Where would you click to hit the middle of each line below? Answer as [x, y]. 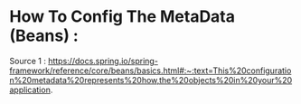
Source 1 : [28, 61]
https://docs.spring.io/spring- [103, 61]
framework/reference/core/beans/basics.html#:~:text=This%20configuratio [150, 71]
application [30, 90]
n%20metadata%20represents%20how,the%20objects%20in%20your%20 [151, 80]
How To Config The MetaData [122, 17]
